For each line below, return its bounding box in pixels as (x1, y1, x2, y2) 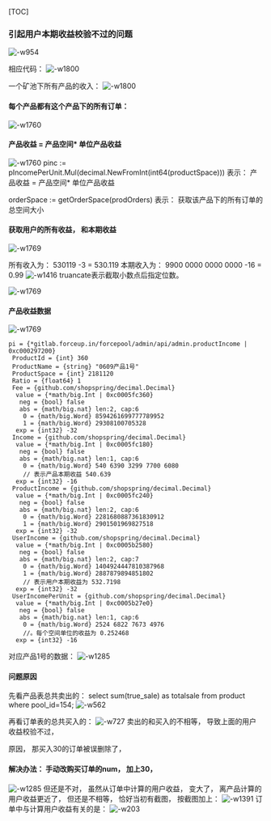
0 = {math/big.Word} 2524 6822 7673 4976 (23, 620, 164, 629)
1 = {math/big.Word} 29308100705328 (23, 420, 147, 428)
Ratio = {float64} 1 (11, 377, 82, 385)
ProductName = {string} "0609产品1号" (11, 363, 139, 371)
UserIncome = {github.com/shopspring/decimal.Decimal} (11, 534, 201, 543)
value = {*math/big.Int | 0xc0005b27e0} (15, 599, 154, 607)
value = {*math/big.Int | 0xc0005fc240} (15, 492, 154, 500)
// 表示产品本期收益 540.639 (23, 471, 112, 479)
